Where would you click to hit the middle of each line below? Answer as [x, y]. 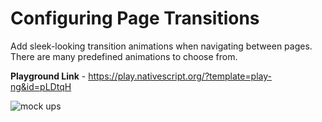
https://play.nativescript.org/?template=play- [180, 76]
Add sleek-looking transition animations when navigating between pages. [161, 46]
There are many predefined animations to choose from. [124, 56]
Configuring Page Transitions [135, 18]
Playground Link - [48, 76]
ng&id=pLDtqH [41, 86]
